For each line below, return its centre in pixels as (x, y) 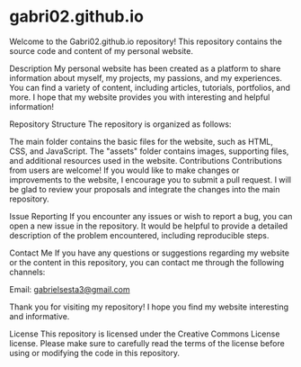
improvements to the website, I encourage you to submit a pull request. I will (150, 179)
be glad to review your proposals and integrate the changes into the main (145, 189)
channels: (27, 272)
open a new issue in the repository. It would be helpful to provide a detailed (149, 226)
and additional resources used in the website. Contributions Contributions (146, 160)
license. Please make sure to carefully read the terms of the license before (147, 343)
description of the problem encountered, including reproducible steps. (139, 235)
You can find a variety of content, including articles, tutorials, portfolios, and (150, 87)
